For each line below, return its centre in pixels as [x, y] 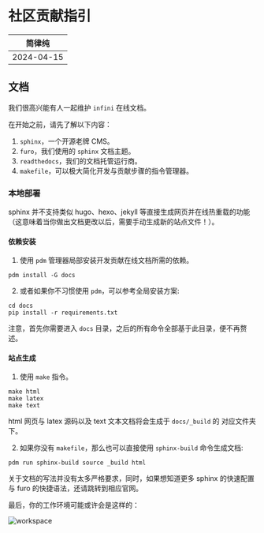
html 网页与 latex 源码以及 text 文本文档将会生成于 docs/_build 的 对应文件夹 [132, 421]
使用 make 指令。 [46, 377]
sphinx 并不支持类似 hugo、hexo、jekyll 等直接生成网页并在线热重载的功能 [129, 212]
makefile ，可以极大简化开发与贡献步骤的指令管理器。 [106, 171]
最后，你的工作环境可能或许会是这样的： [74, 505]
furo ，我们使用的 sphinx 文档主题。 [77, 151]
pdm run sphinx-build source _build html [77, 463]
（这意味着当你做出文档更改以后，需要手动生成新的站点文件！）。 [113, 222]
